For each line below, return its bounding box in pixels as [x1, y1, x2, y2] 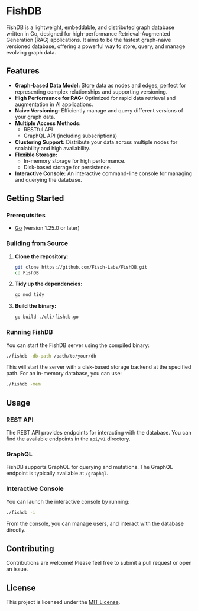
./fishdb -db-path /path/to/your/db [6, 353, 96, 359]
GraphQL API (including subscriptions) [23, 132, 118, 139]
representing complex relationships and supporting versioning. [14, 88, 168, 95]
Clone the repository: [14, 253, 69, 260]
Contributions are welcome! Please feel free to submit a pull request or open [6, 559, 192, 567]
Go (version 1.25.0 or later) [14, 224, 80, 231]
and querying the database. [14, 176, 83, 183]
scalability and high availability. [14, 144, 90, 152]
